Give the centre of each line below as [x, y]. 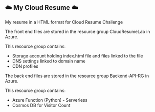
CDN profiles [25, 66]
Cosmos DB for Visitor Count [41, 105]
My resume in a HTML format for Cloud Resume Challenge [64, 22]
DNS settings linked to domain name [49, 61]
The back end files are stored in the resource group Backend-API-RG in [77, 76]
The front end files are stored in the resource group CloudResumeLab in [77, 31]
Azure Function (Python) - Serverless [50, 100]
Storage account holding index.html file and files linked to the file [77, 56]
